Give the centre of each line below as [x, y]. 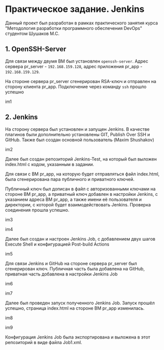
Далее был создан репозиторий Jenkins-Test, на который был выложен [81, 159]
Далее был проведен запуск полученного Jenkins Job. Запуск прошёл [80, 303]
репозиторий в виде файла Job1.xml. [44, 342]
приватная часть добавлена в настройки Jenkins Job [61, 274]
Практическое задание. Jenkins [75, 9]
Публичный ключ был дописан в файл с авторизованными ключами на [81, 189]
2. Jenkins [22, 117]
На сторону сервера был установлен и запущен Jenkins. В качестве [77, 129]
